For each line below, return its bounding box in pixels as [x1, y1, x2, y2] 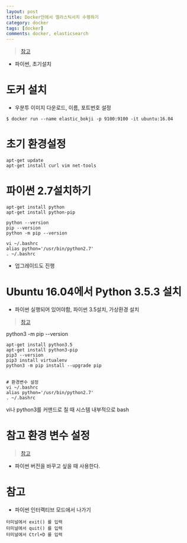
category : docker [6, 20, 49, 26]
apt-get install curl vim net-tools [6, 163, 96, 169]
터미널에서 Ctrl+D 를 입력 [6, 532, 63, 538]
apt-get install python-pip [6, 209, 76, 215]
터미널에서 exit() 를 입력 [6, 519, 63, 525]
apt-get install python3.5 [6, 342, 73, 348]
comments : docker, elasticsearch [6, 31, 89, 37]
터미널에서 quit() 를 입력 [6, 525, 63, 531]
